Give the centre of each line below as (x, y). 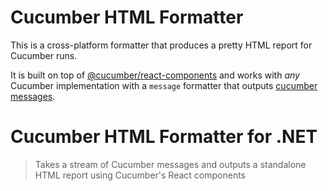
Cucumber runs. (44, 55)
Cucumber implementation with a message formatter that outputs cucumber (164, 85)
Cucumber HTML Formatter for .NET (164, 137)
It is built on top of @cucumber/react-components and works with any (155, 75)
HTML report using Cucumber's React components (140, 175)
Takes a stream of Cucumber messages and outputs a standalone (170, 164)
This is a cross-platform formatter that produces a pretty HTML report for (161, 45)
